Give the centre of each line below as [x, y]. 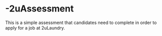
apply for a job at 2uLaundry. [35, 27]
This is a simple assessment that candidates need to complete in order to [81, 22]
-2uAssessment [39, 9]
